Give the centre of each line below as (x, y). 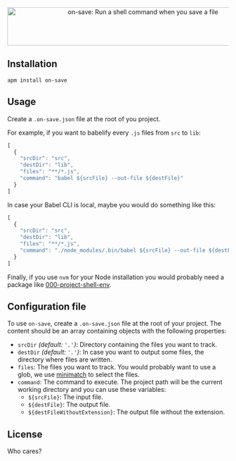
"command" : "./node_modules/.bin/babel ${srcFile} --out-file (113, 250)
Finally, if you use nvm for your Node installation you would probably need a (116, 277)
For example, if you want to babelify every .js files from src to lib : (104, 133)
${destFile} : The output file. (69, 405)
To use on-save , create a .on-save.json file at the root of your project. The (114, 324)
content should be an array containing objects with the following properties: (117, 331)
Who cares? (25, 451)
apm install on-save (38, 80)
